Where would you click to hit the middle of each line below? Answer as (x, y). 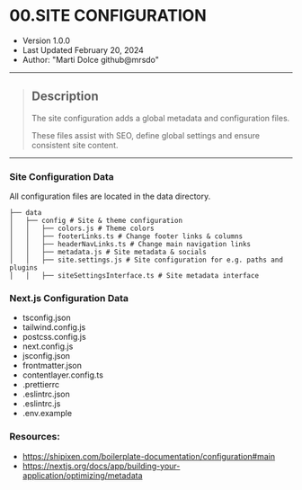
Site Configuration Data (62, 176)
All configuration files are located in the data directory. (110, 196)
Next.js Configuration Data (69, 298)
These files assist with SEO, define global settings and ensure (146, 135)
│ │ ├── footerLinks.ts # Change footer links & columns (126, 236)
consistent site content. (75, 145)
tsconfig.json (46, 318)
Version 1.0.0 (46, 40)
